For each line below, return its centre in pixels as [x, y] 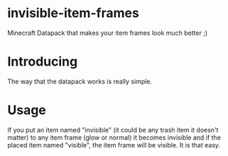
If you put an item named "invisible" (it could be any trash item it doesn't [113, 130]
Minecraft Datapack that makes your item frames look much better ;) [108, 33]
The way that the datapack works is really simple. [80, 81]
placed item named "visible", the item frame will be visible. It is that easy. [114, 145]
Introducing [43, 62]
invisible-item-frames [74, 13]
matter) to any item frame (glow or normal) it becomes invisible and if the [114, 137]
